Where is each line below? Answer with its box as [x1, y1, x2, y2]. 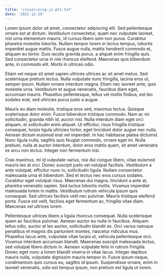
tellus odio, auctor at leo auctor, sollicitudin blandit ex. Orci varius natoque [5, 223, 154, 229]
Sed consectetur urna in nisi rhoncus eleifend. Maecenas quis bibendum [5, 56, 151, 62]
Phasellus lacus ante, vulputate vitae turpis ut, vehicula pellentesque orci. [5, 233, 152, 239]
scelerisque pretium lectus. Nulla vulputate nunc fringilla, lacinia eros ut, [5, 76, 150, 82]
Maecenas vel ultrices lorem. [5, 203, 63, 209]
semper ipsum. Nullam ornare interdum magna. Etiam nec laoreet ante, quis [5, 81, 157, 87]
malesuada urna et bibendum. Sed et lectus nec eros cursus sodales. [5, 172, 144, 178]
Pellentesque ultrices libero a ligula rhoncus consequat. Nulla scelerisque [5, 213, 152, 219]
